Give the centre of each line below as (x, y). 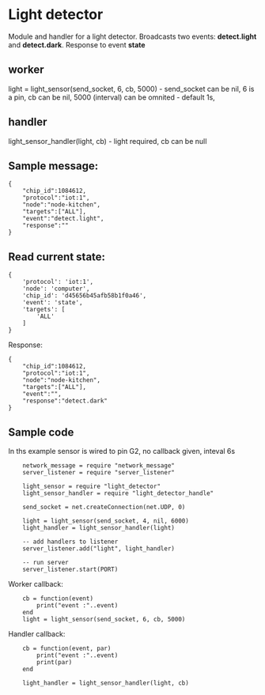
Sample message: (53, 166)
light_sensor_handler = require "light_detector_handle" (118, 493)
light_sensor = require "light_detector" (91, 486)
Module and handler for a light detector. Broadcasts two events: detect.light (132, 36)
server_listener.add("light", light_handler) (99, 549)
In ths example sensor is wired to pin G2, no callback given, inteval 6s (122, 451)
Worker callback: (36, 584)
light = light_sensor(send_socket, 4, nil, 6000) (106, 521)
